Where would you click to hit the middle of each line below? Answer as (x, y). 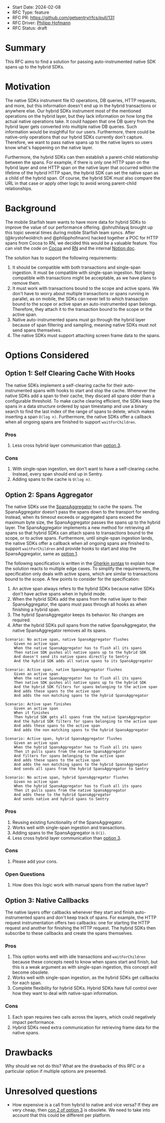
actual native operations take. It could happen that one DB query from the (80, 121)
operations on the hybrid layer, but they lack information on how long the (79, 116)
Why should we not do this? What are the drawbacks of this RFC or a (75, 1066)
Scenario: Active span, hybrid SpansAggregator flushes (64, 739)
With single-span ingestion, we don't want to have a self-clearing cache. (86, 469)
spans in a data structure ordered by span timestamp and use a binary (76, 406)
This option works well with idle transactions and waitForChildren (79, 957)
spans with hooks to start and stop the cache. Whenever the (94, 390)
